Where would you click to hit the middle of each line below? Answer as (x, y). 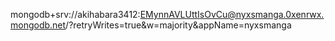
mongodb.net (38, 25)
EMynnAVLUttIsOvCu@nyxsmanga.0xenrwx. (232, 14)
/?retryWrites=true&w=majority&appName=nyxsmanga (178, 25)
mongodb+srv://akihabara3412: (75, 14)
